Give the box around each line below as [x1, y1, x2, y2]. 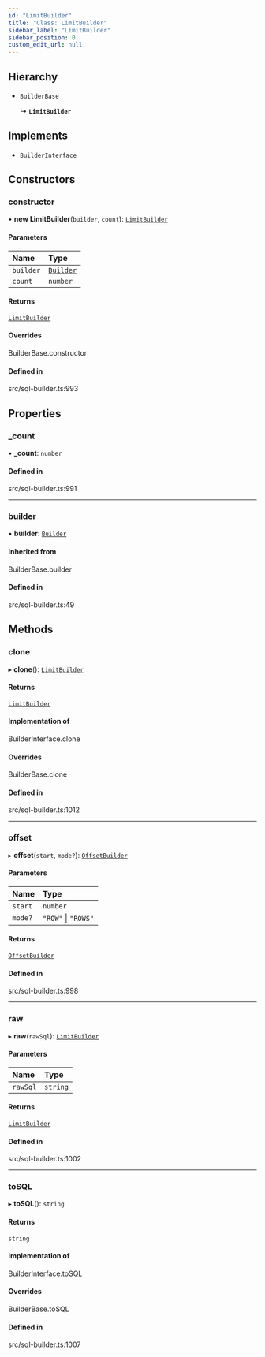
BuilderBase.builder [8, 565, 73, 574]
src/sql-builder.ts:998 [8, 986, 79, 996]
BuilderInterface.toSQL [8, 1269, 83, 1278]
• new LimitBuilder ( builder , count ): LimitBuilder [8, 214, 168, 224]
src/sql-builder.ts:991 [8, 484, 77, 494]
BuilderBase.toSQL [8, 1304, 69, 1314]
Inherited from [8, 547, 57, 557]
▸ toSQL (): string [8, 1199, 65, 1209]
